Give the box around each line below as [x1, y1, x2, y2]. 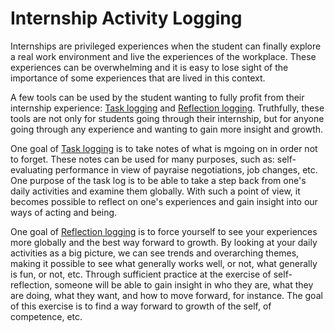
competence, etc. [10, 310, 83, 322]
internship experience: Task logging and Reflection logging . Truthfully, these [10, 102, 325, 114]
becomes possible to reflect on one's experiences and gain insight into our [10, 195, 318, 207]
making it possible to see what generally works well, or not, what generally [10, 257, 318, 269]
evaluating [10, 163, 53, 176]
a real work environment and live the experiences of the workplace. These [10, 50, 317, 62]
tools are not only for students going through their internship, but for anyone [10, 112, 325, 124]
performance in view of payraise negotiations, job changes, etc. [54, 163, 318, 176]
